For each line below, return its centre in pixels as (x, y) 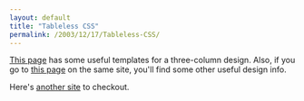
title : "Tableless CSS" (54, 26)
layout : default (40, 18)
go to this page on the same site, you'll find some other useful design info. (148, 69)
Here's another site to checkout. (69, 87)
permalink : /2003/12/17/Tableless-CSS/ (85, 34)
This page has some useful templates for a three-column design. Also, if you (152, 60)
